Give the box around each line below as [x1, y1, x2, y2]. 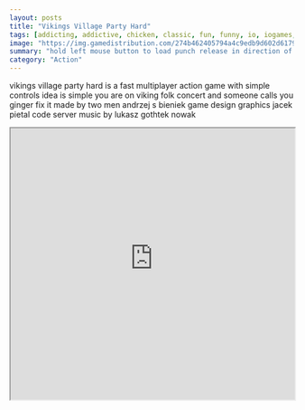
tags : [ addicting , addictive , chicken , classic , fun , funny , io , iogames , [9, 30, 297, 39]
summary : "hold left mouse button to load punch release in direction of [9, 47, 293, 56]
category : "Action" [9, 55, 83, 64]
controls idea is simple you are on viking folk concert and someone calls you [9, 90, 294, 100]
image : [9, 38, 34, 48]
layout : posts [9, 13, 63, 23]
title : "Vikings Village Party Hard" [9, 22, 152, 31]
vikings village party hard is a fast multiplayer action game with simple [9, 81, 271, 91]
